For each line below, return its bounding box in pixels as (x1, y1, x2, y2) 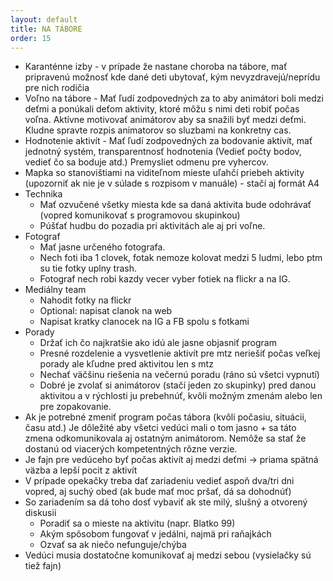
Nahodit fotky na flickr (39, 294, 132, 306)
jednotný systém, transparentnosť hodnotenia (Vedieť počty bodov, (24, 146, 302, 158)
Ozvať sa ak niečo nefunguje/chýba (39, 539, 187, 551)
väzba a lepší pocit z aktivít (24, 464, 138, 476)
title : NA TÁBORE (10, 24, 83, 34)
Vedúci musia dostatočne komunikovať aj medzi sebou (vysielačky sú (24, 549, 312, 561)
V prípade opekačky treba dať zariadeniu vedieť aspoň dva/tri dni (24, 475, 295, 487)
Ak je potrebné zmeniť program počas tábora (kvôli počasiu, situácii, (24, 411, 307, 423)
